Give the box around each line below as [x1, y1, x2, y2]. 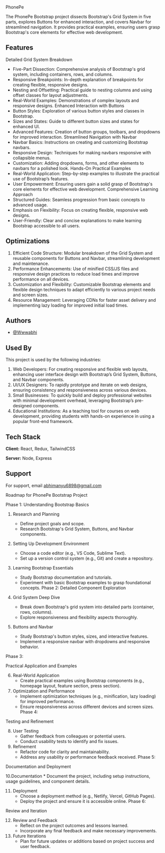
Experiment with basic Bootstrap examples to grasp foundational [20, 579, 151, 585]
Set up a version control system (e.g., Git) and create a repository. [20, 555, 154, 561]
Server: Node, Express [5, 455, 52, 461]
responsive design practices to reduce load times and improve [12, 271, 139, 277]
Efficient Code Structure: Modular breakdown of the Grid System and [12, 250, 153, 256]
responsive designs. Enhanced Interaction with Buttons [12, 103, 125, 109]
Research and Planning [12, 511, 60, 517]
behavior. [20, 644, 39, 650]
